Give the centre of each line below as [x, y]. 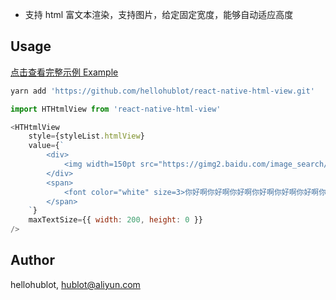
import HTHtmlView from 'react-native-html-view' [116, 109]
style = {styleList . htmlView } [86, 136]
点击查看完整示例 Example [64, 72]
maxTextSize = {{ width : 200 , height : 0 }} [115, 220]
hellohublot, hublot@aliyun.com [75, 284]
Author [32, 260]
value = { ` [46, 146]
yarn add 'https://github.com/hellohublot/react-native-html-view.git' [162, 91]
